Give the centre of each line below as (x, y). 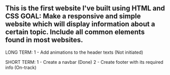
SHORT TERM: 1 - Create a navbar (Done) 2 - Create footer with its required (84, 62)
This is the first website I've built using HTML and (85, 8)
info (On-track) (21, 67)
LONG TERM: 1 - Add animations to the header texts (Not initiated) (74, 52)
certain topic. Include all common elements (75, 32)
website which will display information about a (80, 24)
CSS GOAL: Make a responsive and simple (73, 16)
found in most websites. (44, 40)
